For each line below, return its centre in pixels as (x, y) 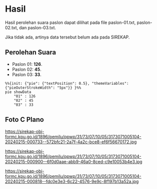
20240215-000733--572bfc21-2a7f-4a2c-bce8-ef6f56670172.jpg (71, 142)
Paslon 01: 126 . (27, 64)
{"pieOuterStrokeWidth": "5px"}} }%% (43, 88)
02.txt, (12, 27)
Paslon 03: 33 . (27, 75)
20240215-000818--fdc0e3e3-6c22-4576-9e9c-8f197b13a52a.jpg (72, 181)
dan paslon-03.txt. (38, 27)
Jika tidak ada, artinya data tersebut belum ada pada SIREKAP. (67, 37)
